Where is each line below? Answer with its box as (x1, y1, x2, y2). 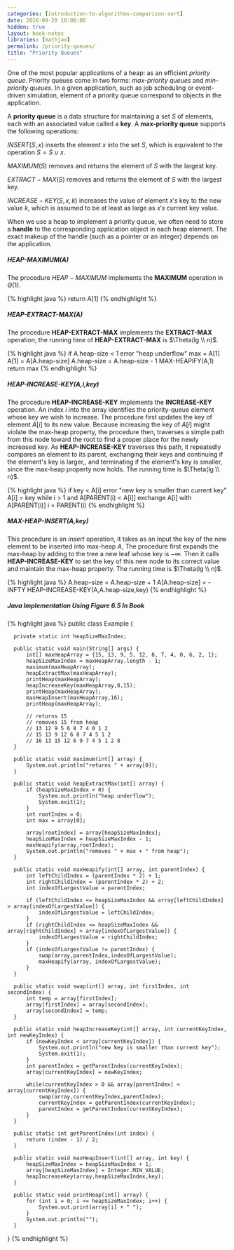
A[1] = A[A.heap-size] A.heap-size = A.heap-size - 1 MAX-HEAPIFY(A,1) (7, 356, 214, 365)
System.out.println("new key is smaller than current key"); (38, 1044, 221, 1051)
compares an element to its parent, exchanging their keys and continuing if (7, 450, 223, 458)
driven (7, 90, 26, 99)
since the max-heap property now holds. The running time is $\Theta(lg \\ (7, 464, 220, 473)
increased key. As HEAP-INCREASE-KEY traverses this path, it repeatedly (7, 443, 221, 451)
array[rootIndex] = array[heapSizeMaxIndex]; (25, 829, 161, 836)
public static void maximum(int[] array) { (13, 755, 142, 762)
